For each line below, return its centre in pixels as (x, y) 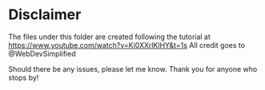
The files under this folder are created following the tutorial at (109, 37)
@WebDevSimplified (42, 53)
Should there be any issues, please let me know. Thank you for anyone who (133, 68)
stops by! (24, 77)
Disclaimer (45, 15)
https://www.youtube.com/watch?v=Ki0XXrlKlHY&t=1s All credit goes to (127, 45)
